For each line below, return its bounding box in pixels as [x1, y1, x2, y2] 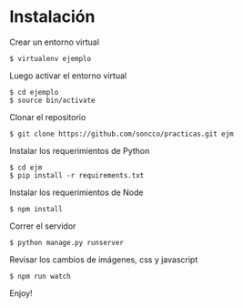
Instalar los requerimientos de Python [9, 145, 150, 156]
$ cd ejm [9, 162, 43, 172]
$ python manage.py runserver [9, 238, 125, 247]
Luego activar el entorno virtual [9, 70, 127, 81]
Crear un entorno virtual [9, 36, 100, 47]
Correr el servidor [9, 221, 76, 231]
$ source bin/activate [9, 96, 96, 105]
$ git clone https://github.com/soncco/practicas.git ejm [9, 129, 234, 139]
